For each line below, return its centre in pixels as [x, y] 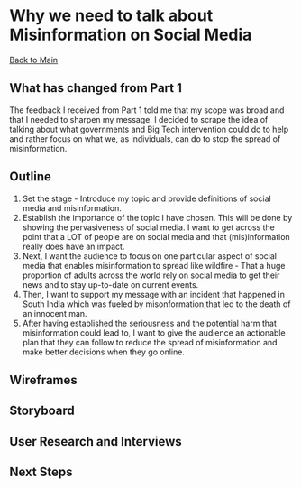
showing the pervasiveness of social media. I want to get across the [148, 227]
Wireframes [44, 380]
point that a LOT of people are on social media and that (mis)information [156, 236]
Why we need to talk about [111, 16]
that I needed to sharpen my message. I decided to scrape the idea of [139, 119]
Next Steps [41, 472]
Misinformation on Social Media [131, 35]
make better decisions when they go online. [103, 352]
